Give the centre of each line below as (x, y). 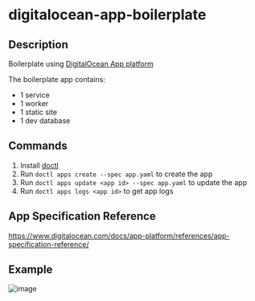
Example (31, 270)
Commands (38, 146)
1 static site (39, 112)
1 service (35, 95)
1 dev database (45, 121)
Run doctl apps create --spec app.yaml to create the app (116, 174)
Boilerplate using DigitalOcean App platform (81, 64)
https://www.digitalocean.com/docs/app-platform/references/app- (119, 236)
